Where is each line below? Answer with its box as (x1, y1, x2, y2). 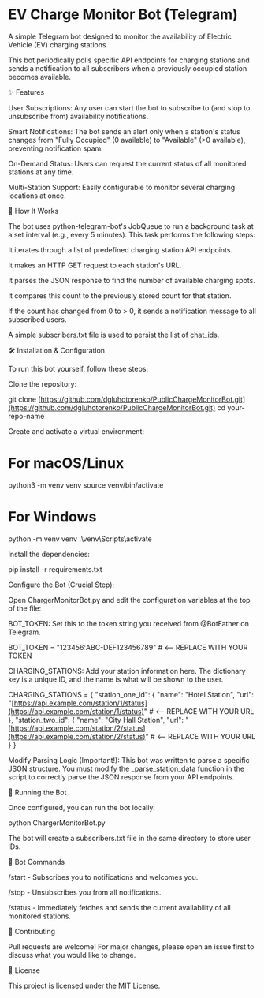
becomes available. (8, 72, 71, 81)
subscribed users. (8, 314, 67, 324)
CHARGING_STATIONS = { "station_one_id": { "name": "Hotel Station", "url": (8, 690, 255, 699)
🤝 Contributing (8, 926, 56, 936)
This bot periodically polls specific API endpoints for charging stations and (8, 55, 250, 65)
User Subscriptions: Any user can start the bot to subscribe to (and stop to (8, 103, 251, 112)
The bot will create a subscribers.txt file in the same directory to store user (8, 833, 251, 843)
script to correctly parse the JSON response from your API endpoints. (8, 772, 235, 782)
